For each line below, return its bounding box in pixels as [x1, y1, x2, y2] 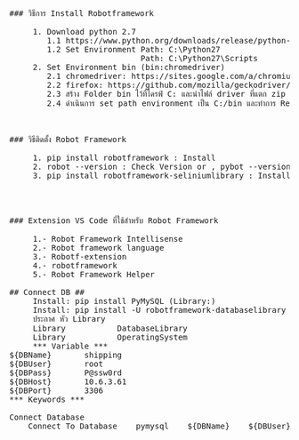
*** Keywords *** [9, 395, 85, 404]
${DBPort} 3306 [9, 386, 104, 396]
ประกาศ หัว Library [32, 314, 106, 324]
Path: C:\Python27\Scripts [141, 53, 258, 63]
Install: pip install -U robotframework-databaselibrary [32, 305, 287, 315]
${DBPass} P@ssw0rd [9, 368, 123, 378]
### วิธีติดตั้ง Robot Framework [9, 134, 127, 144]
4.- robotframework [32, 260, 117, 270]
